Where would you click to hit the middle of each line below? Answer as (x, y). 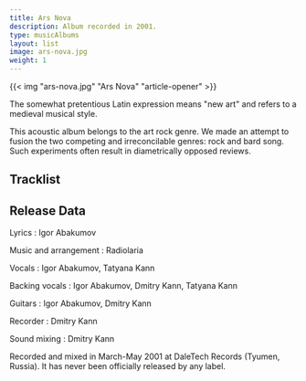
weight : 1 (28, 60)
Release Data (48, 211)
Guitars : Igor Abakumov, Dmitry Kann (81, 303)
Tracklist (35, 180)
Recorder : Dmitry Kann (53, 322)
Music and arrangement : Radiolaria (77, 250)
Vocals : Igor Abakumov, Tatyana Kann (82, 268)
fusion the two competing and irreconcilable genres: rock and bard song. (147, 141)
